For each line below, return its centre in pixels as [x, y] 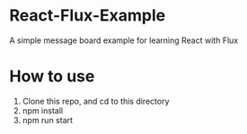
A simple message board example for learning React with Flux [124, 40]
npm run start [48, 120]
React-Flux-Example [88, 16]
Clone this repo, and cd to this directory [96, 101]
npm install [43, 110]
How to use [52, 76]
